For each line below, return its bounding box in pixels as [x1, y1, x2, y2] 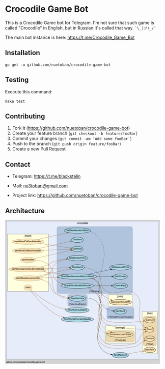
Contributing [5, 112, 45, 120]
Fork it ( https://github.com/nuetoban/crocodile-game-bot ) [12, 125, 130, 131]
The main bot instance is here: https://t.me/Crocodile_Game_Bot [5, 34, 135, 40]
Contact [5, 160, 30, 169]
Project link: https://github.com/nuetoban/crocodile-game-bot [12, 193, 138, 199]
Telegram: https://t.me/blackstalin [12, 173, 81, 179]
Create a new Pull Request [12, 146, 66, 152]
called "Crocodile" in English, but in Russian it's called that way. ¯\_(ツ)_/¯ [5, 25, 156, 30]
